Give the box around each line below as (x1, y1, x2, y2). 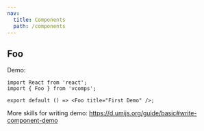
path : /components (13, 23, 66, 29)
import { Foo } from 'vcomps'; (7, 85, 97, 92)
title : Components (13, 16, 66, 23)
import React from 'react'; (7, 79, 88, 86)
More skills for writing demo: (7, 109, 88, 117)
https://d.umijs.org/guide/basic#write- (88, 109, 197, 117)
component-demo (7, 117, 58, 125)
